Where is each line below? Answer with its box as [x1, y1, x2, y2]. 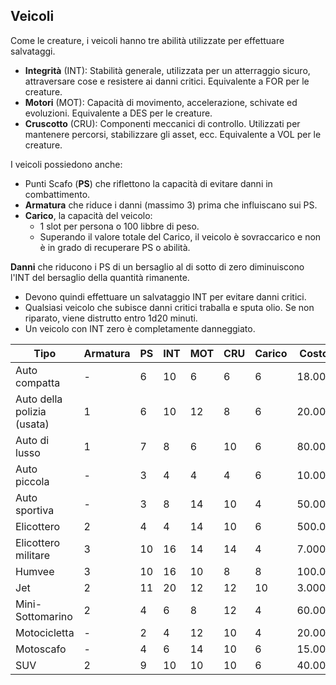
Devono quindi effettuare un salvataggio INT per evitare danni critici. [24, 290, 307, 303]
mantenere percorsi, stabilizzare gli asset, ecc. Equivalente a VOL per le [24, 128, 322, 140]
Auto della [15, 392, 63, 406]
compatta [15, 375, 61, 389]
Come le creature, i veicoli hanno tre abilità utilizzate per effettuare [10, 34, 285, 46]
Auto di [15, 433, 50, 447]
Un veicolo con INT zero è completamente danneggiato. [24, 322, 256, 334]
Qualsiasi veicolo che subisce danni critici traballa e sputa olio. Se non [24, 301, 315, 313]
